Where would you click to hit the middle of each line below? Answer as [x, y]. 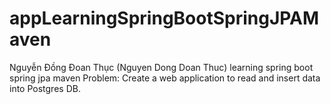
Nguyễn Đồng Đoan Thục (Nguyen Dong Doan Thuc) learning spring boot [161, 67]
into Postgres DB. [45, 88]
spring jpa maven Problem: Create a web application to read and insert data [165, 78]
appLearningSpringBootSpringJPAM [164, 18]
